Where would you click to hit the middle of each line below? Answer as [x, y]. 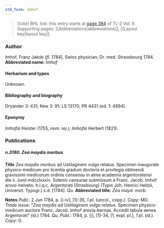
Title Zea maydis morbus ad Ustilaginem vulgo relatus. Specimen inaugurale [82, 165]
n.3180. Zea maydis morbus [34, 152]
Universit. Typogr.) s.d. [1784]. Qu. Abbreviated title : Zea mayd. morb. [76, 190]
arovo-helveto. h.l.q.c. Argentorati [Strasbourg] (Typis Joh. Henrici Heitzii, [79, 185]
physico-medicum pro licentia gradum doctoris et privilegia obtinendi [74, 170]
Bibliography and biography [34, 95]
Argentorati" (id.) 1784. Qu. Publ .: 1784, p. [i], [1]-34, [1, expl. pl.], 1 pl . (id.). [80, 215]
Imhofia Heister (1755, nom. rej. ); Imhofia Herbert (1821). [62, 128]
